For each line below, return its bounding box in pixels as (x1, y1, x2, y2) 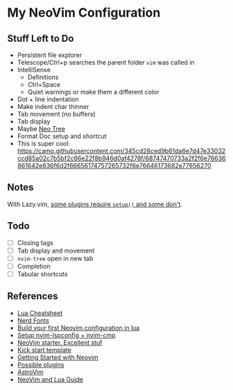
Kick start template (17, 346, 71, 354)
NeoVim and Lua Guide (17, 375, 83, 383)
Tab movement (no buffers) (17, 110, 96, 118)
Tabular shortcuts (17, 269, 68, 278)
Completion (17, 262, 51, 270)
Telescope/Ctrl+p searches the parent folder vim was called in (17, 58, 196, 67)
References (7, 290, 58, 303)
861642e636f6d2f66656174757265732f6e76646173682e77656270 (17, 162, 212, 169)
